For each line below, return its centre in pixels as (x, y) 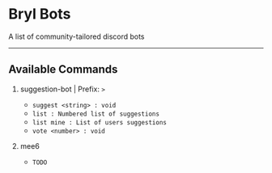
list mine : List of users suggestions (100, 122)
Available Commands (63, 70)
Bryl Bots (40, 14)
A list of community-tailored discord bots (76, 36)
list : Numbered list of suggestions (96, 114)
